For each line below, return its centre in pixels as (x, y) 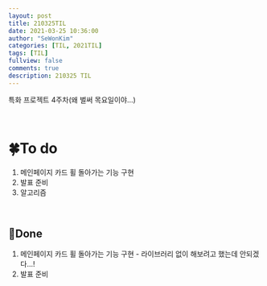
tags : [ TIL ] (28, 53)
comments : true (34, 68)
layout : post (30, 16)
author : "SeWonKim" (41, 38)
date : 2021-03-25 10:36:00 (53, 31)
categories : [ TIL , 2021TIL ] (55, 46)
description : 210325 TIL (50, 76)
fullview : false (35, 61)
